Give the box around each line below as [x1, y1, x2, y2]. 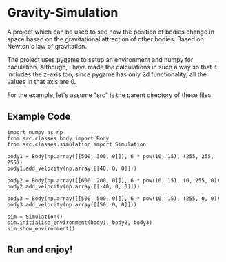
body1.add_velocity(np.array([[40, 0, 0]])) [7, 165, 137, 172]
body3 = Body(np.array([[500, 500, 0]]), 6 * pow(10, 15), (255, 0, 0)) [7, 195, 220, 202]
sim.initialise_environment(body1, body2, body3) [7, 219, 153, 226]
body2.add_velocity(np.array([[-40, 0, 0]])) [7, 183, 140, 190]
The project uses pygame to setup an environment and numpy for [7, 55, 194, 63]
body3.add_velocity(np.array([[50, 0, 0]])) [7, 201, 137, 208]
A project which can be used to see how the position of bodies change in [7, 28, 215, 36]
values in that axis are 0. [7, 77, 76, 85]
